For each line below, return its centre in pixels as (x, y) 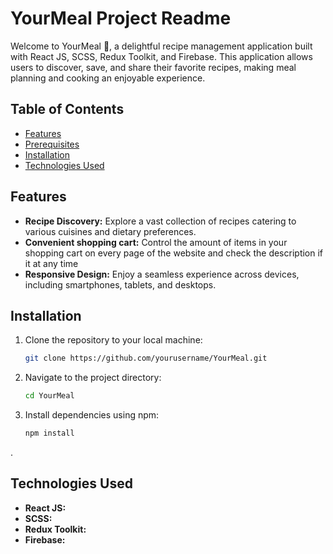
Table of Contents (67, 109)
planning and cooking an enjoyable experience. (108, 78)
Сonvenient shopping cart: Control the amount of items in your (156, 242)
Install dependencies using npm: (92, 415)
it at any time (51, 263)
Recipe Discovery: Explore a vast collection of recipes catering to (160, 221)
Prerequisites (52, 144)
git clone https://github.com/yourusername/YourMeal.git (146, 358)
